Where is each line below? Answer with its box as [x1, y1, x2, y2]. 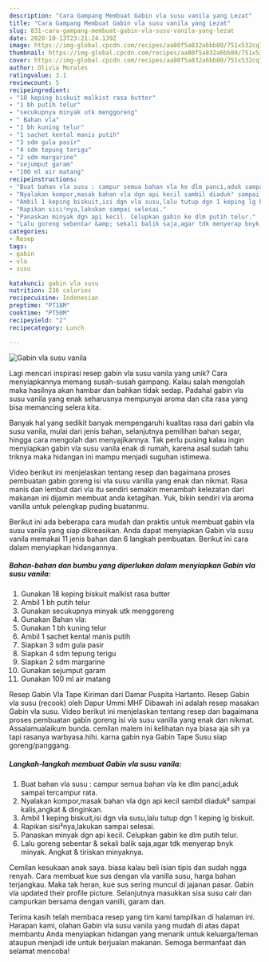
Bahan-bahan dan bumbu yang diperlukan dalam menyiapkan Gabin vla [9, 561, 256, 571]
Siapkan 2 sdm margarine [20, 657, 105, 667]
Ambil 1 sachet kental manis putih [20, 631, 131, 641]
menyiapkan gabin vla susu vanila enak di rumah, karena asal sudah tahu [9, 443, 249, 453]
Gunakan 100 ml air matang [20, 674, 111, 684]
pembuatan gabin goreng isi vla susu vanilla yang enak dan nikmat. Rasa [9, 475, 248, 485]
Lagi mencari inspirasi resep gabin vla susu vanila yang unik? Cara [9, 368, 228, 378]
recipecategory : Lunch [9, 323, 85, 332]
